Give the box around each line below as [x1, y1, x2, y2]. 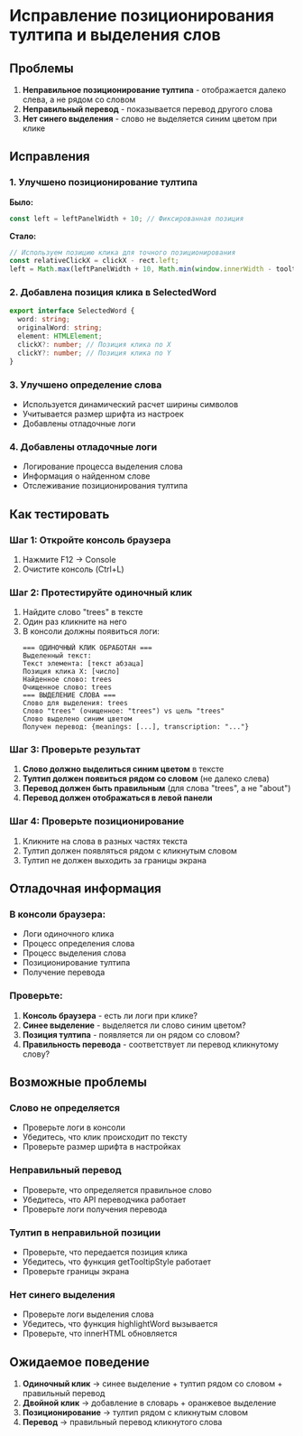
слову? [22, 1049, 50, 1059]
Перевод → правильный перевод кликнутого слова [22, 1417, 223, 1428]
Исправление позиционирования [9, 5, 275, 26]
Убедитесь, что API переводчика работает [22, 1194, 187, 1205]
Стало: [9, 230, 37, 241]
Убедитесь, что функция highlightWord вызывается [22, 1319, 218, 1329]
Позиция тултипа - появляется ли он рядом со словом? [22, 1029, 241, 1040]
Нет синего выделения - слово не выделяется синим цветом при [22, 114, 278, 124]
